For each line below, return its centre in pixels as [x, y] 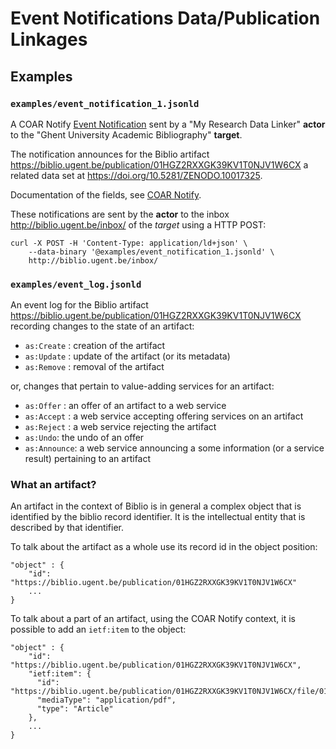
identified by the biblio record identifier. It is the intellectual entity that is [158, 517]
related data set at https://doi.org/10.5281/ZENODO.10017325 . [136, 175]
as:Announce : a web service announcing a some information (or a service [174, 448]
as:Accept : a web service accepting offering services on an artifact [164, 416]
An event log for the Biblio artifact [79, 305]
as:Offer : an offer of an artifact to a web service [125, 406]
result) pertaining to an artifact [88, 459]
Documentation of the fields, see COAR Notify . [106, 194]
